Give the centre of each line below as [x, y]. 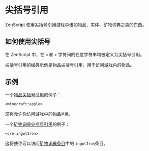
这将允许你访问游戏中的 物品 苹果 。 [39, 114]
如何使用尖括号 [28, 42]
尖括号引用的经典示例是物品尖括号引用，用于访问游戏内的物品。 [70, 65]
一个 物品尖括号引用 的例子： [33, 94]
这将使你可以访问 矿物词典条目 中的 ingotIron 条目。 [57, 143]
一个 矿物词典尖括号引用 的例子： [37, 124]
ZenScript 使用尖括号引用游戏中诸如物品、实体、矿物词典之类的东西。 [76, 25]
